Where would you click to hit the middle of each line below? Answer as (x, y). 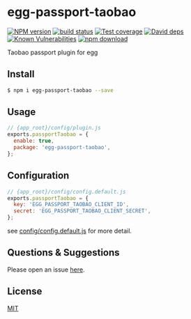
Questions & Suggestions (63, 252)
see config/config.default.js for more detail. (70, 231)
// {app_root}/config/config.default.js (67, 192)
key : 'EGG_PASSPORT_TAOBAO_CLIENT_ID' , (71, 205)
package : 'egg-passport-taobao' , (62, 148)
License (25, 291)
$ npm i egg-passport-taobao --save (60, 90)
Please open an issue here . (46, 270)
